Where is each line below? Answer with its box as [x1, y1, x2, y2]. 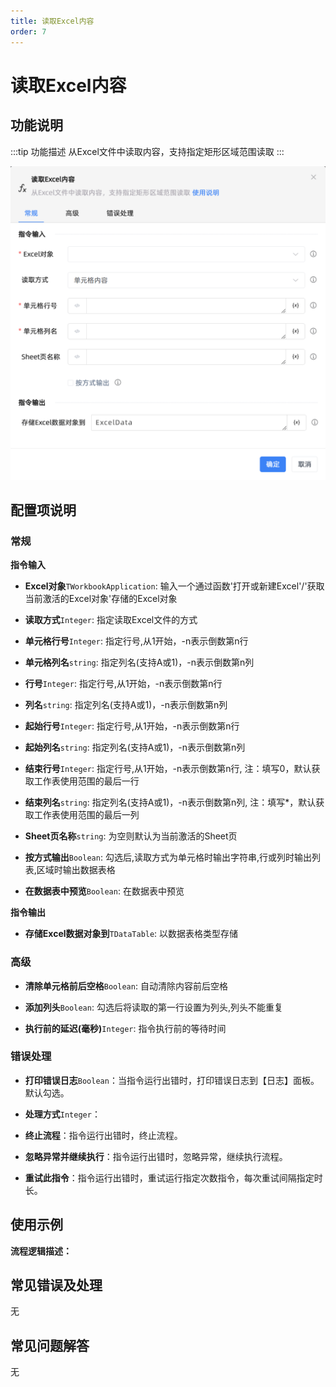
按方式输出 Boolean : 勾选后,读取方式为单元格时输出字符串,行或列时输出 [24, 851, 312, 864]
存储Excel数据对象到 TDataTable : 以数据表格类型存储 [24, 928, 239, 940]
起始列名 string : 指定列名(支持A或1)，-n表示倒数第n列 [24, 741, 246, 754]
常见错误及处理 [10, 1277, 103, 1294]
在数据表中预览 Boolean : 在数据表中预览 [24, 885, 185, 897]
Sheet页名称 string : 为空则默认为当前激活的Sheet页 [24, 830, 238, 842]
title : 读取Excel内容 [10, 16, 95, 26]
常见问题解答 [10, 1337, 90, 1354]
